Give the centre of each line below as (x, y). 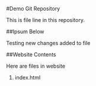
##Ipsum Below (25, 31)
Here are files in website (36, 66)
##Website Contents (31, 55)
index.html (28, 77)
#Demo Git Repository (33, 9)
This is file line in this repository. (45, 20)
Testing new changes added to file (48, 43)
